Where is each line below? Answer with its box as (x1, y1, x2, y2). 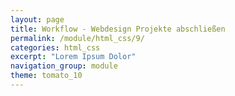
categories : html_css (10, 42, 101, 53)
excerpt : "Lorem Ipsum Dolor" (10, 52, 137, 62)
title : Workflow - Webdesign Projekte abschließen (10, 24, 226, 34)
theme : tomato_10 (10, 71, 83, 81)
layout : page (10, 14, 65, 25)
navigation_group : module (10, 61, 118, 71)
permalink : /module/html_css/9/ (10, 33, 145, 43)
